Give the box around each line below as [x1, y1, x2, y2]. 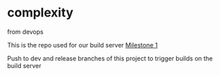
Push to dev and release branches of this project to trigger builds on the [7, 54, 213, 63]
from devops [7, 28, 44, 36]
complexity [7, 5, 74, 21]
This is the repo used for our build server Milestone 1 [7, 41, 158, 49]
